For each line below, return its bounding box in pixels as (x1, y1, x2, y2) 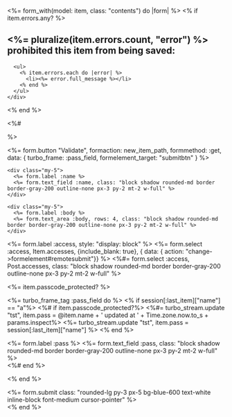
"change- (185, 247, 213, 255)
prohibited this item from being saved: (7, 45, 175, 57)
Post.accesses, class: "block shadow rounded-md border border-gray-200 (7, 262, 222, 270)
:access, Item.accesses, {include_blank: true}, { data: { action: (7, 247, 184, 255)
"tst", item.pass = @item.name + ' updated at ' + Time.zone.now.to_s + (7, 311, 209, 319)
